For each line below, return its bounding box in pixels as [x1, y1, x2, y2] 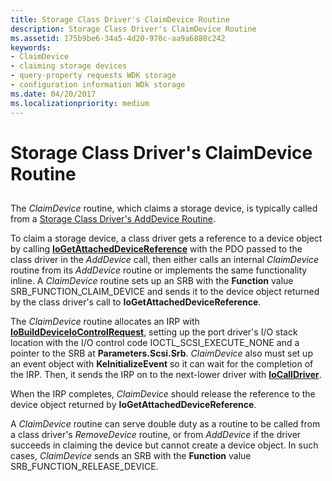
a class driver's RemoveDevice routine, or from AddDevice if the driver [10, 429, 302, 441]
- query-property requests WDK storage [10, 71, 177, 81]
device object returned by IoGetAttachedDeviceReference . [10, 399, 257, 411]
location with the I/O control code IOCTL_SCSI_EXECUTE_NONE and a [10, 337, 300, 349]
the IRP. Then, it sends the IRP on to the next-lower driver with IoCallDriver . [10, 369, 322, 381]
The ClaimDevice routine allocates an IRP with [10, 316, 200, 328]
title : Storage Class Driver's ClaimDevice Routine [10, 14, 230, 25]
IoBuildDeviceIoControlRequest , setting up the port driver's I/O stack [10, 326, 298, 338]
